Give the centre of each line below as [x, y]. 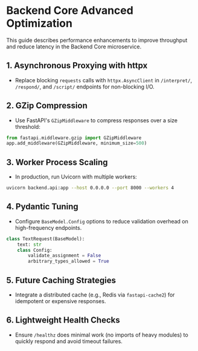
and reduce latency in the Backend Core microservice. [74, 47]
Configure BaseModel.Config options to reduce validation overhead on [102, 221]
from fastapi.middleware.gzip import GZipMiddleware [74, 138]
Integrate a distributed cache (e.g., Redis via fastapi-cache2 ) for [95, 295]
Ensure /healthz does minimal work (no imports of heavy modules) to [101, 335]
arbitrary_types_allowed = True [69, 261]
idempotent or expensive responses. [60, 301]
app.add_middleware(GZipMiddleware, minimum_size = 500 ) [77, 143]
